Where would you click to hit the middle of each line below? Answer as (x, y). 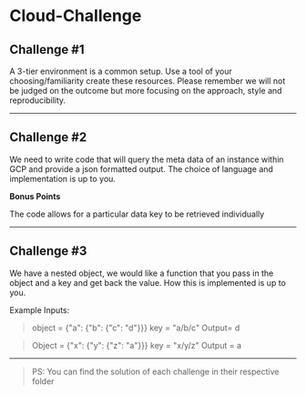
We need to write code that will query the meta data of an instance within (147, 159)
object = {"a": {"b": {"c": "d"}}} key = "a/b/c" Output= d (136, 328)
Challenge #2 (48, 137)
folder (43, 381)
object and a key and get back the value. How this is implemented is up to (148, 282)
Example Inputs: (40, 309)
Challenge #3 (48, 251)
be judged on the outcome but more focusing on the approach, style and (146, 91)
